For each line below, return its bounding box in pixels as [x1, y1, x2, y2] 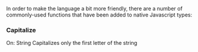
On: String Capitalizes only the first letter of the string [6, 40, 138, 47]
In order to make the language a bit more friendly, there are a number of [6, 5, 183, 12]
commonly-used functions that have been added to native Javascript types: [6, 11, 193, 18]
